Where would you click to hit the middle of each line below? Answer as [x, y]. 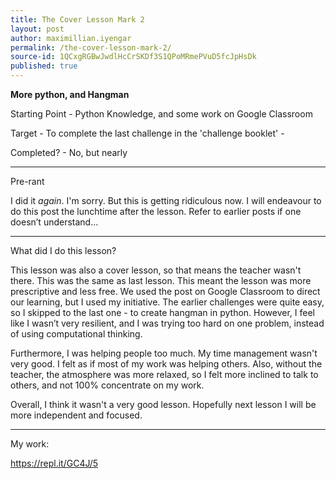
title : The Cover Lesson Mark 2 [77, 19]
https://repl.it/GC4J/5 [54, 463]
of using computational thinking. [76, 334]
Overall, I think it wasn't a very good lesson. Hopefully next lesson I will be [163, 404]
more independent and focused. [76, 415]
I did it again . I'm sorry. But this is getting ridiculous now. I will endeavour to [166, 200]
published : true [44, 66]
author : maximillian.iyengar [71, 38]
